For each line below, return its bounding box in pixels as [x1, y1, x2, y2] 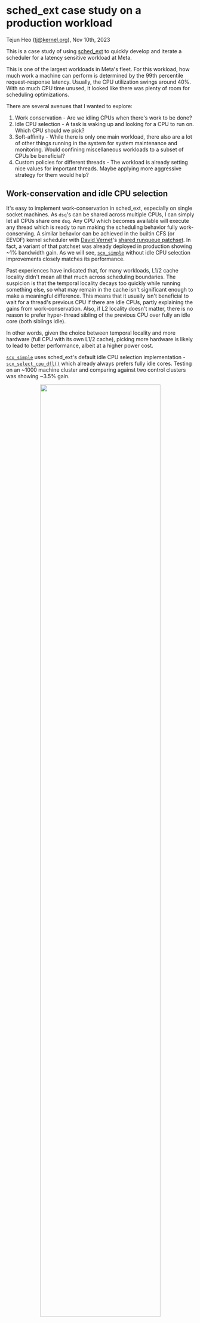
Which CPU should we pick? [14, 127, 85, 134]
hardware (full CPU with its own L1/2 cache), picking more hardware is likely [6, 335, 193, 342]
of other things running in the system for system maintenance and [14, 139, 178, 146]
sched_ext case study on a [6, 4, 141, 17]
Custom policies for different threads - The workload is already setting [14, 158, 188, 166]
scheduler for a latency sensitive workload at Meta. [6, 54, 133, 61]
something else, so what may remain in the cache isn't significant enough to [6, 286, 193, 293]
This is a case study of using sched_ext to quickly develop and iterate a [6, 47, 182, 54]
